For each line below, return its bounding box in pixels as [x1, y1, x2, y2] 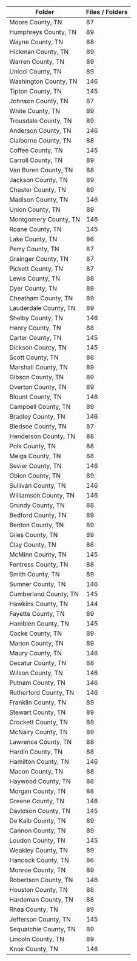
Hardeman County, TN [9, 895, 74, 903]
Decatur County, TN [9, 659, 67, 667]
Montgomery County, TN [9, 215, 81, 223]
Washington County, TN [9, 77, 78, 86]
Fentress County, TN [9, 561, 68, 568]
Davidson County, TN [9, 807, 71, 815]
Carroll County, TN [9, 156, 63, 164]
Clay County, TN [9, 541, 56, 548]
